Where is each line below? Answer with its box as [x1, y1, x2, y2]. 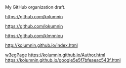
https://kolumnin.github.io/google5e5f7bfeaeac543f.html [5, 57, 121, 63]
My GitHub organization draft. [5, 4, 66, 10]
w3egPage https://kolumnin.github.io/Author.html [5, 52, 105, 58]
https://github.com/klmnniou [5, 33, 63, 38]
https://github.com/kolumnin [5, 14, 63, 19]
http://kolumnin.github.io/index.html [5, 42, 78, 48]
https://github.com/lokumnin [5, 23, 63, 29]
